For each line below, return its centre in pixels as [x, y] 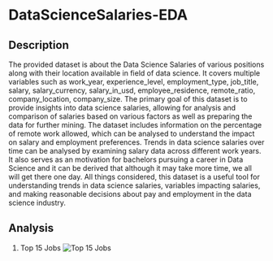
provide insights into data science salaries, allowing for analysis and [122, 108]
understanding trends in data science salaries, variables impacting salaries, [134, 185]
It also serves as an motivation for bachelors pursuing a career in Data [126, 159]
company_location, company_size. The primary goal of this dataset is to [128, 99]
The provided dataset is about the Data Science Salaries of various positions [136, 64]
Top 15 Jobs [40, 248]
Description [39, 45]
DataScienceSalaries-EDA [98, 15]
